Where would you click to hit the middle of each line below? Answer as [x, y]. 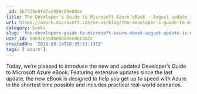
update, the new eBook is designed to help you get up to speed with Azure [96, 78]
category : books [26, 28]
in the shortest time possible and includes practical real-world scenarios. [94, 85]
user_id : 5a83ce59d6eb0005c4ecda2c [50, 39]
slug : [13, 33]
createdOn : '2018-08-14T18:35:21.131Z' [55, 44]
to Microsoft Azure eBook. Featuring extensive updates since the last [89, 72]
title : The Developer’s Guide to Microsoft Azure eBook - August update [97, 17]
